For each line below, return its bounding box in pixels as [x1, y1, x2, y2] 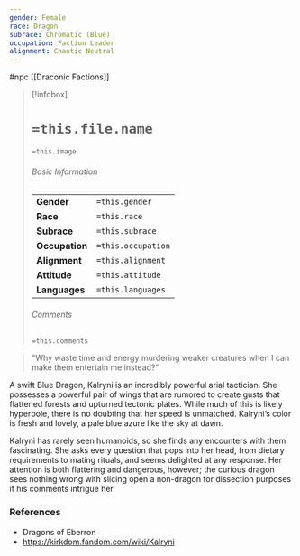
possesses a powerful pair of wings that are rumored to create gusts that [9, 389, 281, 400]
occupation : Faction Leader [9, 38, 115, 48]
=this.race [95, 211, 143, 222]
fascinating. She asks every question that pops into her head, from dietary [9, 445, 286, 456]
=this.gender [95, 197, 152, 208]
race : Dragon [9, 22, 59, 31]
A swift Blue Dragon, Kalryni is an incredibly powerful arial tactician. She [9, 380, 277, 391]
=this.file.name [31, 121, 153, 138]
